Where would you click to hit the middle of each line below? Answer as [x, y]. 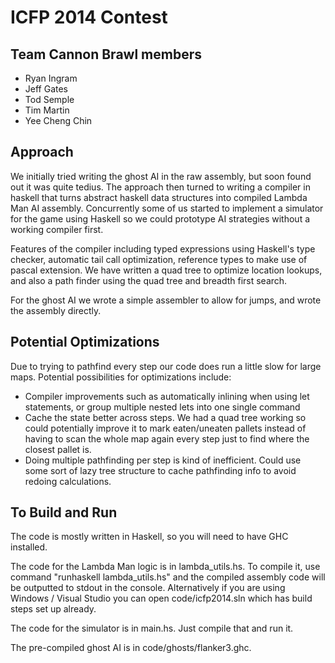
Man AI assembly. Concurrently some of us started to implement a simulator [167, 208]
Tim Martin [47, 110]
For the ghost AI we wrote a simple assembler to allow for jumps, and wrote [166, 300]
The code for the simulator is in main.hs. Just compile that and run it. [152, 628]
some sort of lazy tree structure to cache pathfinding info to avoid [160, 470]
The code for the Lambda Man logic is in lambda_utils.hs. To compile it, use [165, 567]
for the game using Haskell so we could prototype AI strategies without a [160, 218]
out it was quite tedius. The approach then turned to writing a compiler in [160, 187]
